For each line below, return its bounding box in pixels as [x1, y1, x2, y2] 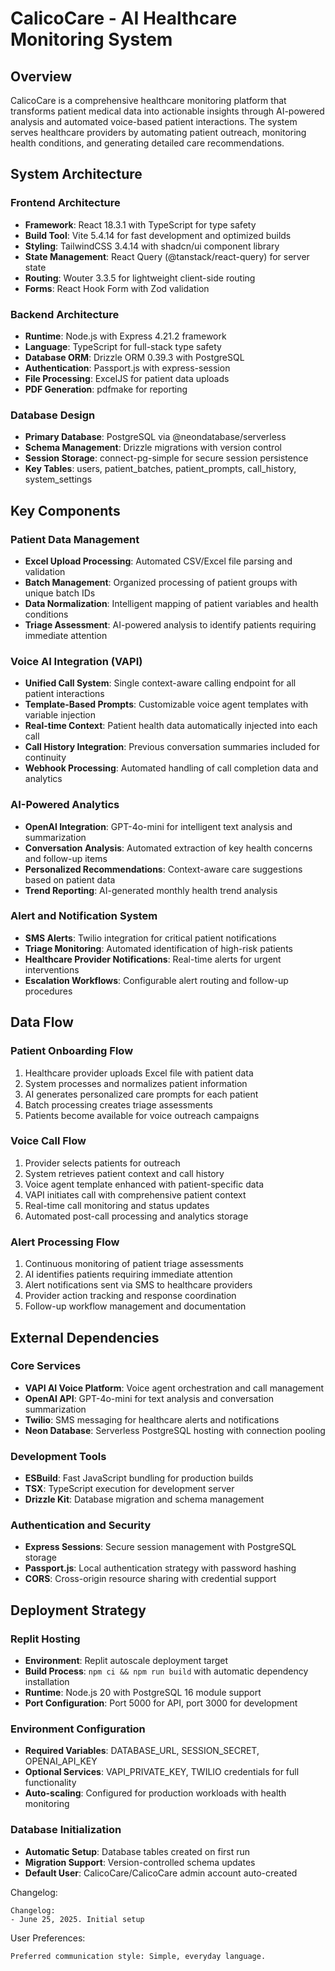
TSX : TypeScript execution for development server [24, 1483, 235, 1495]
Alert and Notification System [10, 909, 158, 923]
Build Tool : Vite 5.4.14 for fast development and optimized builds [24, 229, 292, 241]
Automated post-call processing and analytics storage [24, 1210, 249, 1222]
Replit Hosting [10, 1632, 81, 1646]
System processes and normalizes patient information [24, 1077, 248, 1089]
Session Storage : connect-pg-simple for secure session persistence [24, 452, 309, 464]
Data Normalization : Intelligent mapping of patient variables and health [24, 597, 319, 609]
